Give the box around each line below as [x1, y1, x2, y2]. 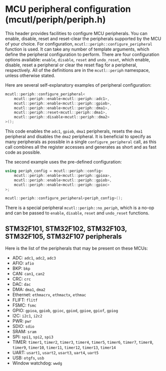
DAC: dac [12, 281, 31, 287]
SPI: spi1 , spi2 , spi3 [12, 334, 54, 340]
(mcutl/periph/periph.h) [5, 14, 106, 25]
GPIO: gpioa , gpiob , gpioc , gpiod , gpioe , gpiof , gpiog [12, 308, 118, 314]
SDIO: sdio [12, 323, 35, 329]
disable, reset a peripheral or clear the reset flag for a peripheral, [5, 62, 138, 68]
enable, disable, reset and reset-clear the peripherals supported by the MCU [5, 36, 162, 42]
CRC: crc [12, 276, 31, 282]
